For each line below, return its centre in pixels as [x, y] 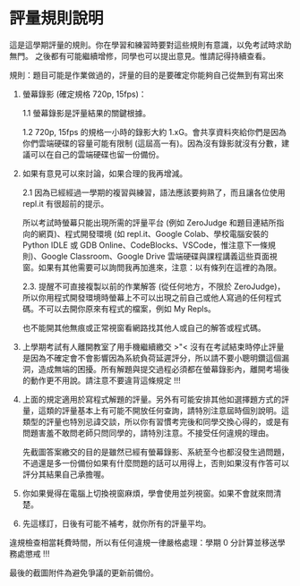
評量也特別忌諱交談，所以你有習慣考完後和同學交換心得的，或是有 [167, 421]
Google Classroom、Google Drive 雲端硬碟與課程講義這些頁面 [155, 256]
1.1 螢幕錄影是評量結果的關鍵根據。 [86, 113]
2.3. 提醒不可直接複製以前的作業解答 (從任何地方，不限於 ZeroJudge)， [154, 286]
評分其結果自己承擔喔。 [65, 474]
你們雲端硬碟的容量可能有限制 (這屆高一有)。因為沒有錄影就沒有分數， [152, 143]
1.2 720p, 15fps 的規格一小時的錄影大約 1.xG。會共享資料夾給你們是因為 [154, 132]
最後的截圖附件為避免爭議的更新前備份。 [84, 573]
